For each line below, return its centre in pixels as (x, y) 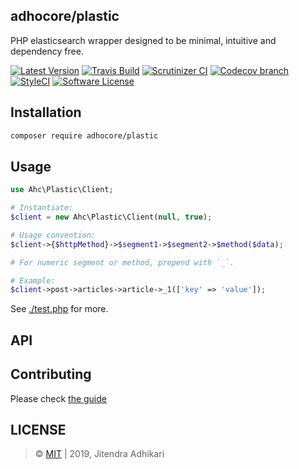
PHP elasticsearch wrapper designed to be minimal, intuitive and (143, 40)
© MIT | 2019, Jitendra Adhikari (99, 454)
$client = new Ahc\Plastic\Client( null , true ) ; (111, 217)
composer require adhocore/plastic (84, 135)
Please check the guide (58, 398)
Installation (46, 112)
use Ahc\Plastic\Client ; (62, 190)
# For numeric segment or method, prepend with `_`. (122, 262)
